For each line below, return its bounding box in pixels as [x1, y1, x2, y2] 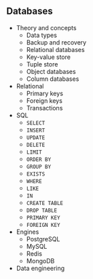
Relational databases [26, 45, 86, 53]
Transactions [26, 104, 63, 112]
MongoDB [26, 256, 55, 265]
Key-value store [26, 53, 71, 61]
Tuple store [26, 60, 58, 68]
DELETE [26, 141, 45, 148]
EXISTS [26, 171, 45, 178]
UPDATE [26, 134, 45, 141]
